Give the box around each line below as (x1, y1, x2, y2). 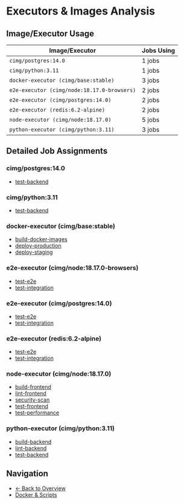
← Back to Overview (14, 485, 66, 492)
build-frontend (14, 383, 51, 391)
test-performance (14, 409, 59, 416)
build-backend (14, 438, 52, 445)
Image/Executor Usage (6, 28, 95, 39)
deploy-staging (14, 248, 53, 256)
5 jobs (141, 116, 160, 124)
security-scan (14, 396, 50, 403)
